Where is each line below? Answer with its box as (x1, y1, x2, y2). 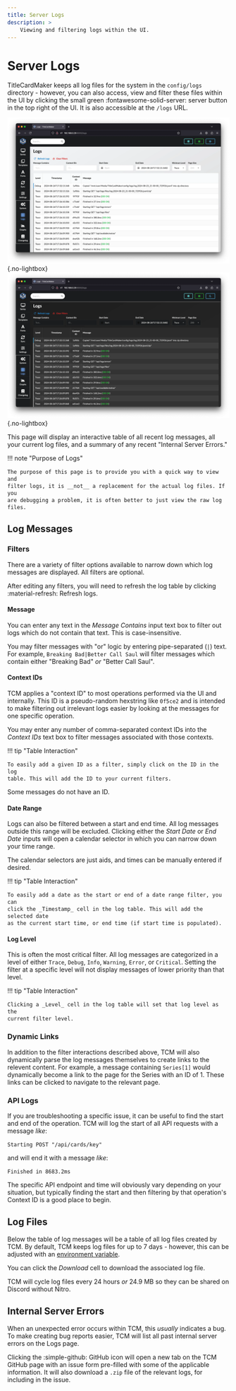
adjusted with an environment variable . (7, 1250, 120, 1258)
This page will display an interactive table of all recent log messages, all (7, 432, 216, 441)
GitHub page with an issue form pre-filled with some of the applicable (7, 1360, 210, 1368)
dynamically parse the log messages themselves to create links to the (7, 1055, 210, 1064)
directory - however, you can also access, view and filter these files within (7, 88, 223, 97)
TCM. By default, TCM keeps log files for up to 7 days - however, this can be (7, 1242, 229, 1251)
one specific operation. (7, 711, 75, 720)
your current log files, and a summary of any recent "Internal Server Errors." (7, 440, 228, 448)
